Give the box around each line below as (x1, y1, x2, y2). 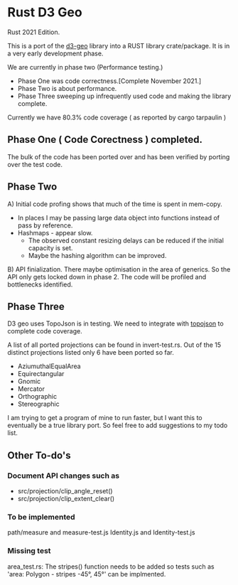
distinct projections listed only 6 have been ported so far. (7, 348, 174, 357)
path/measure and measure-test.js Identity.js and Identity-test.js (7, 528, 195, 537)
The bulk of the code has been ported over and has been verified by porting (7, 152, 230, 161)
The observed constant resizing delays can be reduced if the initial (28, 236, 224, 245)
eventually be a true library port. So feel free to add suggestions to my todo (7, 421, 228, 430)
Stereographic (17, 399, 60, 409)
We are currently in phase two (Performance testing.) (7, 63, 163, 71)
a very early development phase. (7, 49, 104, 58)
